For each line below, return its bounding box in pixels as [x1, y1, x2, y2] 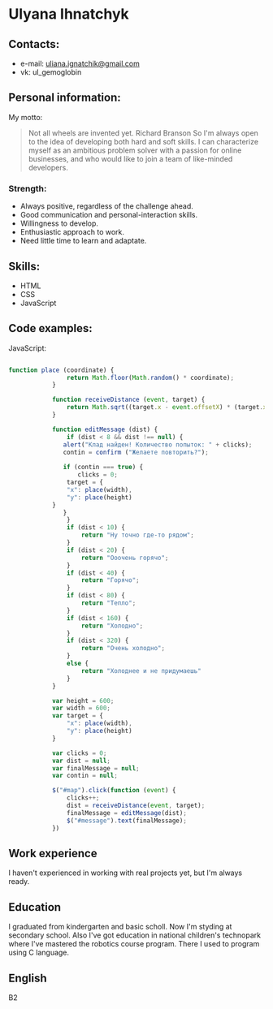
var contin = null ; [51, 772, 118, 780]
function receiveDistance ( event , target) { [51, 395, 206, 404]
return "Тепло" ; [80, 599, 136, 607]
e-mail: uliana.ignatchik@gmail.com [19, 58, 140, 68]
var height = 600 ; [51, 696, 115, 705]
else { [66, 659, 89, 668]
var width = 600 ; [51, 704, 111, 713]
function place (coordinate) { [8, 366, 115, 374]
